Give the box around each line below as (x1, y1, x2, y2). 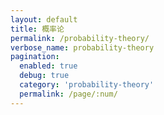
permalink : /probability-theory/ (10, 33, 150, 43)
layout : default (10, 14, 78, 25)
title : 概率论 (10, 24, 65, 34)
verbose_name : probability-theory (10, 42, 155, 53)
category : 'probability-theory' (19, 80, 155, 90)
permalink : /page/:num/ (19, 89, 118, 99)
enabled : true (19, 61, 78, 71)
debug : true (19, 71, 70, 81)
